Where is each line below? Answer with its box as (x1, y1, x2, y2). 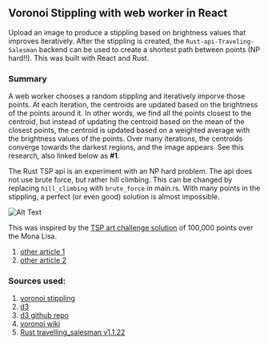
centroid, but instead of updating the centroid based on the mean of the (8, 117, 246, 126)
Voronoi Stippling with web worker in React (8, 6, 228, 20)
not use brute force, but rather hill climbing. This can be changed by (8, 175, 233, 185)
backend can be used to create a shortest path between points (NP (38, 44, 261, 54)
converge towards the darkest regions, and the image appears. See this (8, 142, 244, 152)
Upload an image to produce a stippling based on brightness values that (8, 27, 246, 37)
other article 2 (19, 255, 66, 265)
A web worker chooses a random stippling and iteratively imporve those (8, 91, 246, 101)
